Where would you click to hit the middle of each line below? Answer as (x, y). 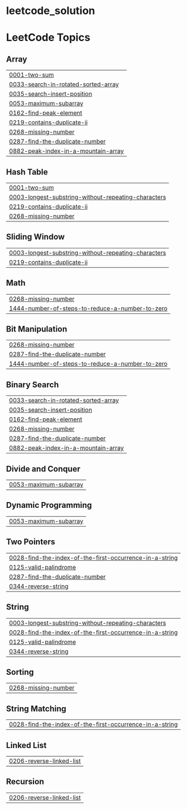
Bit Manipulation (37, 329)
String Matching (36, 709)
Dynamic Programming (49, 505)
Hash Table (27, 172)
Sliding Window (35, 237)
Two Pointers (31, 542)
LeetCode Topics (48, 38)
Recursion (25, 782)
